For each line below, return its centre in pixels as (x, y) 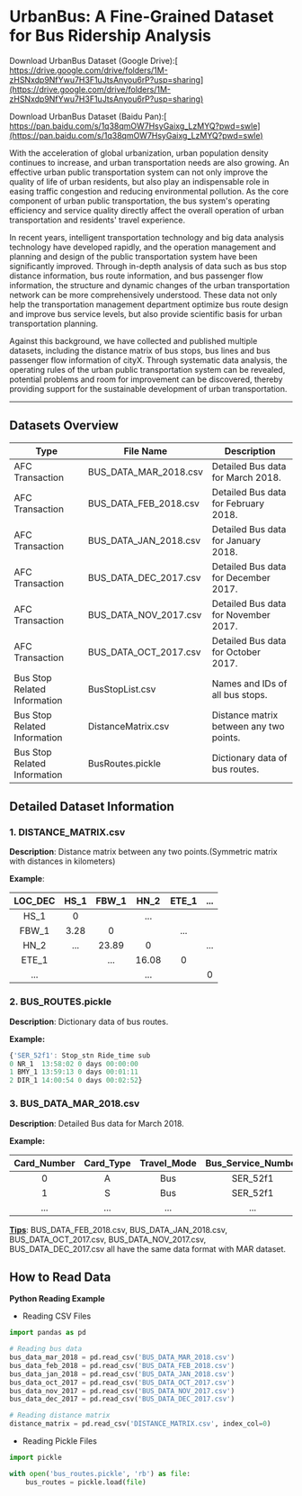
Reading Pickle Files (59, 1441)
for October (236, 652)
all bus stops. (240, 694)
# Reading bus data (46, 1349)
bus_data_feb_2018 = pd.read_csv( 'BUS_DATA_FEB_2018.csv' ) (122, 1365)
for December (241, 577)
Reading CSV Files (57, 1316)
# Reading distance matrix (60, 1416)
